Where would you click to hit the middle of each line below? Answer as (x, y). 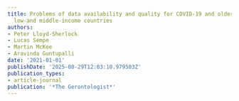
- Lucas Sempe (28, 41)
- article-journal (34, 80)
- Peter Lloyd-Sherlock (43, 34)
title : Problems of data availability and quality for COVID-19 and (111, 14)
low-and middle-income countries (63, 21)
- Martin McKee (30, 47)
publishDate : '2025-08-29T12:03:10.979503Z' (74, 67)
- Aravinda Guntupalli (41, 54)
